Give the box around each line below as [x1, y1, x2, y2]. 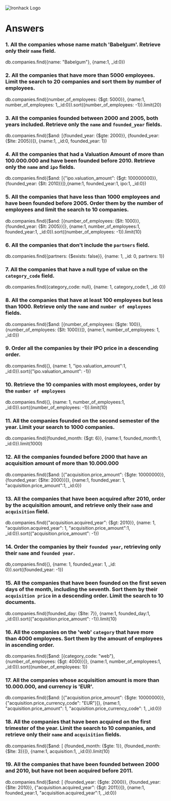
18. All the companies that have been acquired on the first [5, 718, 151, 725]
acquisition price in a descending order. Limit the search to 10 [5, 592, 164, 599]
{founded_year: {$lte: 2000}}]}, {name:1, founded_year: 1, [5, 477, 126, 483]
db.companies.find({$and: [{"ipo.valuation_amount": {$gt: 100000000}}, [5, 175, 158, 181]
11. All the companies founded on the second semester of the [5, 417, 160, 424]
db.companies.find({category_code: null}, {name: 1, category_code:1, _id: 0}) [5, 284, 166, 290]
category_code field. [5, 272, 55, 279]
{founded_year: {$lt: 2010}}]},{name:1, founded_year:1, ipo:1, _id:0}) [5, 181, 146, 187]
